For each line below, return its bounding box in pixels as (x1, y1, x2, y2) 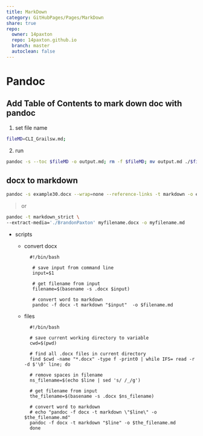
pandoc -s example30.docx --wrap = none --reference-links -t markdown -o (6, 192, 193, 198)
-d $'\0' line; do (24, 361, 71, 367)
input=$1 (32, 270, 54, 276)
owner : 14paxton (11, 32, 53, 38)
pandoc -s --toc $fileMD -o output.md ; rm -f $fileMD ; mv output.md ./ (6, 158, 191, 164)
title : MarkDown (6, 8, 47, 15)
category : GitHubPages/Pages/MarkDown (6, 15, 104, 21)
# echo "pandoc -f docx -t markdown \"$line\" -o (29, 409, 157, 415)
